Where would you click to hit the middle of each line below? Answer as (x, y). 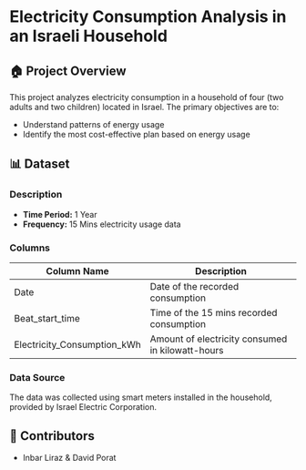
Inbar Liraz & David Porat (69, 458)
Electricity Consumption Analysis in (148, 17)
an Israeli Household (89, 36)
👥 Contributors (52, 436)
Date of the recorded (194, 286)
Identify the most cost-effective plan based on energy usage (136, 134)
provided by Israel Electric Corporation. (83, 407)
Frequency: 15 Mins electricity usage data (102, 224)
